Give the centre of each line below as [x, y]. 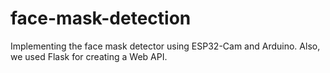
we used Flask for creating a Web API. [89, 56]
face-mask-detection [101, 18]
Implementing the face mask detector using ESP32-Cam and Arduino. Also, [165, 46]
